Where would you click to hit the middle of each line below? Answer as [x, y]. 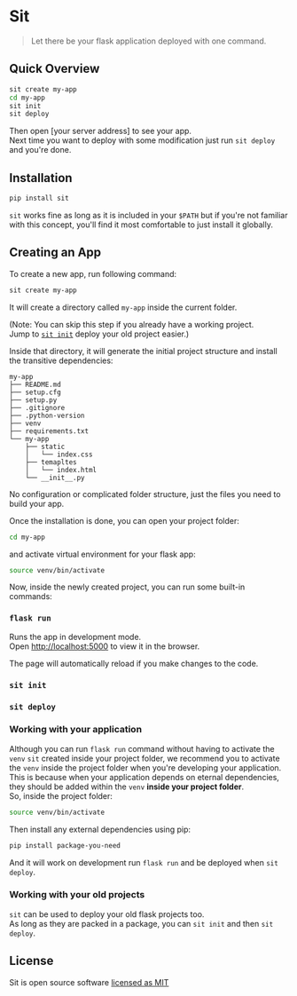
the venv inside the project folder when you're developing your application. [145, 767]
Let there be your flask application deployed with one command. [148, 41]
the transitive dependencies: [61, 360]
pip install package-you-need [65, 845]
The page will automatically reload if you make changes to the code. [134, 663]
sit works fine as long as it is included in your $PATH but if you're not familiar [148, 215]
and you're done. [40, 150]
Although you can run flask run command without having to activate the [142, 748]
